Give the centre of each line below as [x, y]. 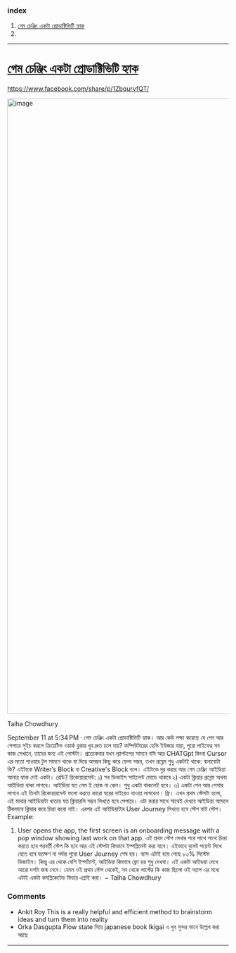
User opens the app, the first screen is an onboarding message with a [118, 830]
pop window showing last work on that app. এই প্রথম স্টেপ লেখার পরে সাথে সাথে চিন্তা [122, 838]
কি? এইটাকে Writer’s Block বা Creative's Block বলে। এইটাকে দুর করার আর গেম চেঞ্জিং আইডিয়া [117, 769]
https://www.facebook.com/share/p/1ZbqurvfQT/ [78, 89]
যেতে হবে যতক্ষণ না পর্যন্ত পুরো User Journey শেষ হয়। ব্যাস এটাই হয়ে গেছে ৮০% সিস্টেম [113, 854]
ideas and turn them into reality [63, 919]
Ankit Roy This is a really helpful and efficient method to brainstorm [115, 911]
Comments [26, 897]
